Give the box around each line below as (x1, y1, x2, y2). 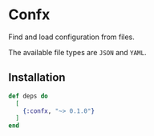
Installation (8, 70, 66, 85)
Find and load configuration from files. (8, 32, 135, 42)
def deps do (8, 92, 48, 100)
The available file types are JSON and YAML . (8, 47, 147, 57)
